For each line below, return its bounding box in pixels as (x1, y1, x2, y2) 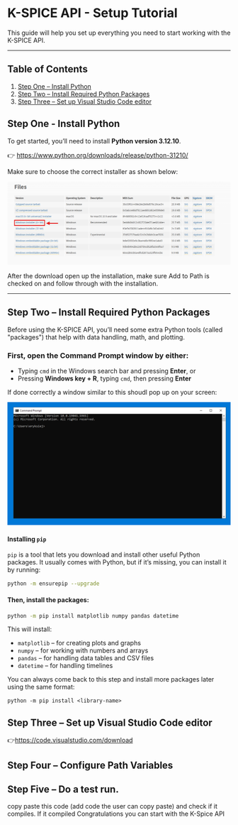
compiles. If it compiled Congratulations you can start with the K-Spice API (7, 809, 225, 818)
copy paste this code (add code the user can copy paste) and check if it (7, 802, 218, 811)
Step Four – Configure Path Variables (7, 759, 174, 771)
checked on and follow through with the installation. (7, 279, 159, 288)
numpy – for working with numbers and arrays (17, 646, 149, 655)
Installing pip (7, 535, 47, 543)
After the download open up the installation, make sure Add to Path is (7, 272, 210, 280)
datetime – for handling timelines (17, 662, 113, 670)
